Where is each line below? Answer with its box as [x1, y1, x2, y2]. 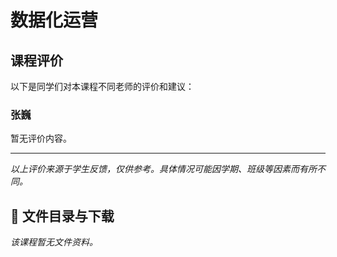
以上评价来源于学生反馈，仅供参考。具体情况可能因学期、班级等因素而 [10, 163, 300, 175]
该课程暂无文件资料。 [10, 236, 98, 248]
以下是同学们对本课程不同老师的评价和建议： [10, 81, 195, 92]
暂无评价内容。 [10, 132, 72, 145]
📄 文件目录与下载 [10, 207, 115, 225]
